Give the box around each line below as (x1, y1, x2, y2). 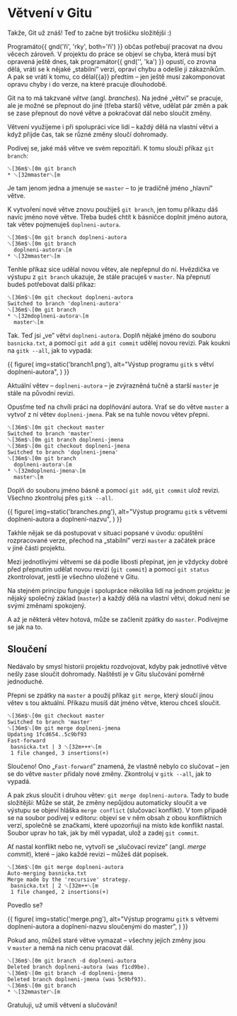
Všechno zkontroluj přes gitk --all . (7, 493, 113, 502)
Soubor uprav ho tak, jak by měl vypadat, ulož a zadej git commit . (7, 829, 200, 837)
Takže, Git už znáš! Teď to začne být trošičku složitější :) (7, 28, 172, 37)
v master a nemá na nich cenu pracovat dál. (7, 943, 134, 952)
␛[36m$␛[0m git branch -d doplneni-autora (7, 957, 137, 964)
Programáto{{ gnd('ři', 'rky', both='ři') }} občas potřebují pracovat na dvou (7, 42, 223, 50)
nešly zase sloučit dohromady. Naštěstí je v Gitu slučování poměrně (7, 670, 205, 678)
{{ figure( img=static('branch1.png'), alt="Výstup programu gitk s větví (7, 360, 214, 368)
